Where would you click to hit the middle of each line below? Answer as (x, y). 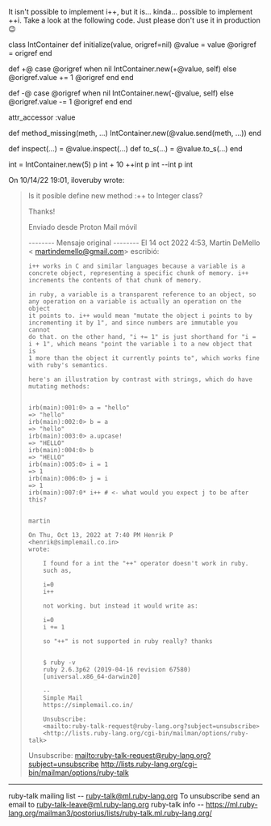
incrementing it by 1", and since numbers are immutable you (133, 323)
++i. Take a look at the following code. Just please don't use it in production (134, 20)
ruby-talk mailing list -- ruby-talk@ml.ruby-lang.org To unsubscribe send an (134, 796)
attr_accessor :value (42, 117)
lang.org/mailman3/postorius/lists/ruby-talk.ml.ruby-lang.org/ (110, 813)
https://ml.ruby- (231, 805)
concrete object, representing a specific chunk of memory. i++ (138, 273)
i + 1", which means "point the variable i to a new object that (140, 344)
